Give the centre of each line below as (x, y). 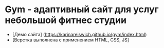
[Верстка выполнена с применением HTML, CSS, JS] (71, 40)
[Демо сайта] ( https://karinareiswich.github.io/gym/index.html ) (79, 34)
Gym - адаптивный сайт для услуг (82, 9)
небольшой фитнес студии (66, 20)
